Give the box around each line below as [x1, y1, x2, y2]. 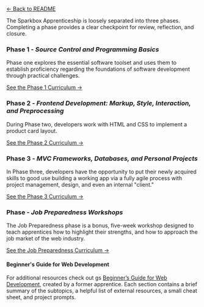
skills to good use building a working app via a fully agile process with [6, 174, 182, 182]
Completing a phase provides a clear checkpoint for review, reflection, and [6, 24, 194, 31]
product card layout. [6, 127, 57, 134]
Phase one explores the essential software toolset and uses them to [6, 59, 177, 67]
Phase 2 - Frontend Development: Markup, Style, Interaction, [6, 99, 191, 107]
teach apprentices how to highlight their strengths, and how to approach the [6, 228, 198, 236]
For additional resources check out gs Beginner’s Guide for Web [6, 274, 167, 281]
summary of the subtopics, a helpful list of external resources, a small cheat [6, 287, 197, 295]
